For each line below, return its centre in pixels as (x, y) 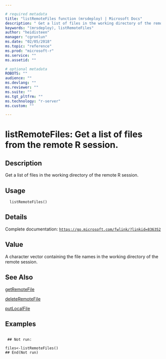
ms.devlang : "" (21, 83)
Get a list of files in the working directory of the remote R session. (72, 175)
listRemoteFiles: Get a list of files (74, 135)
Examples (21, 324)
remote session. (21, 262)
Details (16, 217)
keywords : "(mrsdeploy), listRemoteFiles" (49, 28)
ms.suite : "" (19, 92)
